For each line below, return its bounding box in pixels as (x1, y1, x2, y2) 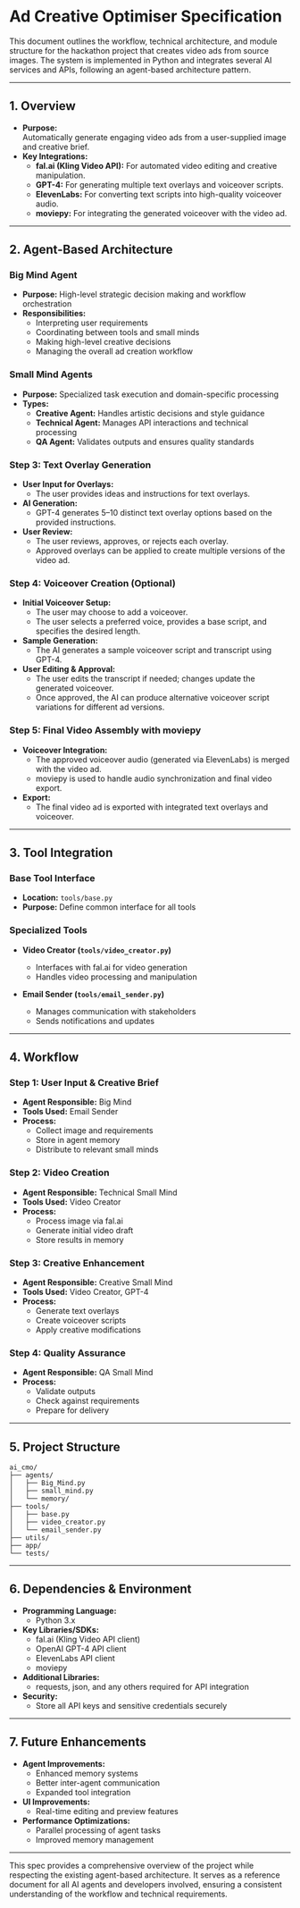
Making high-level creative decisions (35, 337, 171, 348)
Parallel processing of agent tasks (35, 1825, 161, 1836)
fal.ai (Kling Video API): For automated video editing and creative (35, 160, 278, 171)
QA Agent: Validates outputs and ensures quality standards (35, 436, 254, 447)
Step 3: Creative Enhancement (9, 1257, 145, 1269)
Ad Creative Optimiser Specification (9, 6, 283, 27)
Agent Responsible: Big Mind (21, 1097, 132, 1107)
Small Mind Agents (9, 368, 94, 381)
